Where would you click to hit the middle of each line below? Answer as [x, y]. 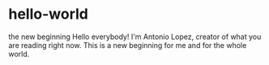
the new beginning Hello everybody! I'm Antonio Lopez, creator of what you [135, 37]
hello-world [49, 14]
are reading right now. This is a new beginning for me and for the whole [128, 45]
